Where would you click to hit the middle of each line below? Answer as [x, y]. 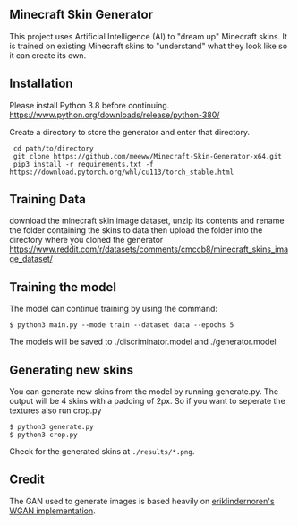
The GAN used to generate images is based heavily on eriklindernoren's [142, 501]
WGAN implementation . [52, 511]
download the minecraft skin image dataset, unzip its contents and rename [147, 221]
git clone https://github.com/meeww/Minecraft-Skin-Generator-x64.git [147, 156]
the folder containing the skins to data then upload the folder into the [136, 230]
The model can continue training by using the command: [113, 309]
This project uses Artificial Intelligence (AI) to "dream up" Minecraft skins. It [149, 36]
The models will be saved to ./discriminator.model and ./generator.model [143, 342]
